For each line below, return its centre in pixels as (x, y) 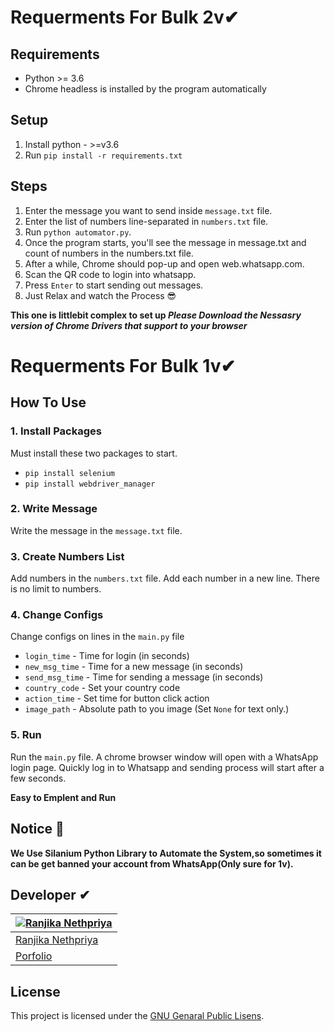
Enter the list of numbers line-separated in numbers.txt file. (146, 221)
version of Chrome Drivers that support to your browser (129, 325)
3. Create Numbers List (67, 556)
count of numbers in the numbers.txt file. (109, 253)
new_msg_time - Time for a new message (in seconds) (134, 667)
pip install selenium (69, 473)
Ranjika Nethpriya (57, 940)
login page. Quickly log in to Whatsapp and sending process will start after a (167, 767)
